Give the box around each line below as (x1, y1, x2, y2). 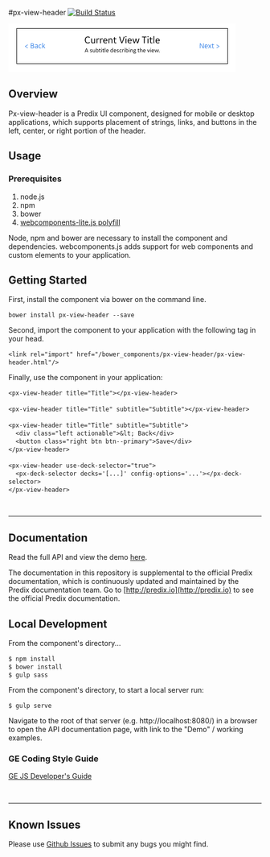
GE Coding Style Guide (8, 753, 99, 764)
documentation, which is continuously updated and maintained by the (8, 577, 239, 586)
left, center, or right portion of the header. (8, 126, 146, 135)
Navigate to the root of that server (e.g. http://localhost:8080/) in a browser (8, 715, 258, 725)
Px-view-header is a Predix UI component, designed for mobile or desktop (8, 109, 255, 118)
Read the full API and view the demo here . (8, 553, 148, 562)
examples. (8, 733, 43, 743)
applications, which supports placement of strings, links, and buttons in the (8, 117, 257, 126)
